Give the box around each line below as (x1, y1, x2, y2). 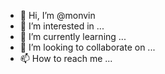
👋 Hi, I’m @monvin (19, 10, 96, 21)
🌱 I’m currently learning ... (19, 31, 127, 42)
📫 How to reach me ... (19, 53, 113, 64)
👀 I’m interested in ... (19, 20, 105, 32)
